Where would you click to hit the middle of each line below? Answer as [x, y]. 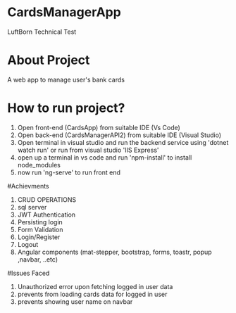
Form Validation [40, 229]
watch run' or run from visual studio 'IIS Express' [88, 150]
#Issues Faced [29, 273]
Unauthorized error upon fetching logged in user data [95, 286]
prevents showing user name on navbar [75, 301]
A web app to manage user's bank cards [66, 79]
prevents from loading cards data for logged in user [92, 294]
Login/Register [39, 237]
